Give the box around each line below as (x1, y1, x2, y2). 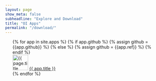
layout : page (5, 7, 32, 12)
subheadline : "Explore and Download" (5, 16, 83, 21)
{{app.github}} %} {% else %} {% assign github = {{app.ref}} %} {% (12, 44, 152, 50)
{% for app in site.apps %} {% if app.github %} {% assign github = (12, 39, 149, 45)
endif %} (12, 50, 31, 55)
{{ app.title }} (29, 66, 56, 72)
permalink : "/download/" (5, 26, 56, 30)
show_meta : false (5, 12, 41, 17)
